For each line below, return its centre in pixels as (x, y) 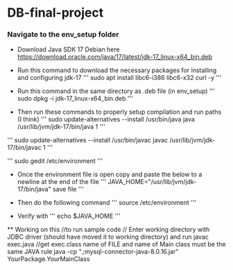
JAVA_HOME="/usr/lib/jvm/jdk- (152, 182)
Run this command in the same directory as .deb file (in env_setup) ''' (116, 91)
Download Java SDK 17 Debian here (68, 49)
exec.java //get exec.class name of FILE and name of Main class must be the (116, 244)
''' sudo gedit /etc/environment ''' (55, 161)
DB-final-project (55, 13)
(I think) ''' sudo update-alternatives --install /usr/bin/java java (106, 119)
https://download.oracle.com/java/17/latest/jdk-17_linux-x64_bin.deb (115, 57)
